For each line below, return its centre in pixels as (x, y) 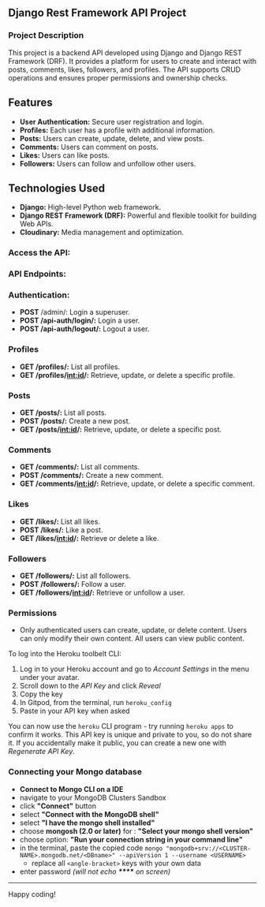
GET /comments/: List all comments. (80, 467)
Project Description (46, 35)
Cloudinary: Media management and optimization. (101, 233)
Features (30, 103)
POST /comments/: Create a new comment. (91, 476)
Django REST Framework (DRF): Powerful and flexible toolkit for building (138, 215)
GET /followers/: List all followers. (75, 576)
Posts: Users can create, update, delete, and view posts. (112, 138)
